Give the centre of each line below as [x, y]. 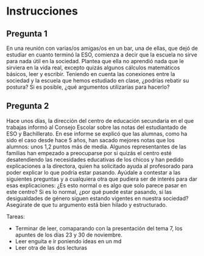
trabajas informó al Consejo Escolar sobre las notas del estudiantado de [97, 127]
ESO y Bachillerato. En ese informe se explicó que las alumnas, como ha [97, 133]
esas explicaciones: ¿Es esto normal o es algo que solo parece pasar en [97, 185]
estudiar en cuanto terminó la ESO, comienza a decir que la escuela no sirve [102, 55]
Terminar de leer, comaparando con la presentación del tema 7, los [99, 228]
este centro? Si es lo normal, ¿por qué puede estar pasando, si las [89, 192]
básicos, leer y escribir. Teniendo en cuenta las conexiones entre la [91, 74]
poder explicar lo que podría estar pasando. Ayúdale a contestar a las [93, 172]
